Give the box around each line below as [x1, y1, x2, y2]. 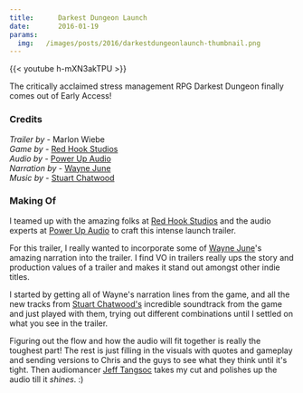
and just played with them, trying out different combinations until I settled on [9, 308, 294, 319]
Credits [9, 113, 43, 126]
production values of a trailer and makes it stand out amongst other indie [9, 262, 280, 273]
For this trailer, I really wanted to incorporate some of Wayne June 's [9, 242, 262, 254]
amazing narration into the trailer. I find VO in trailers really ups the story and [9, 252, 294, 263]
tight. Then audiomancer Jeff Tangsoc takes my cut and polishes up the [9, 364, 278, 375]
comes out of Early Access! [9, 91, 112, 101]
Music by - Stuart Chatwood [9, 172, 115, 183]
